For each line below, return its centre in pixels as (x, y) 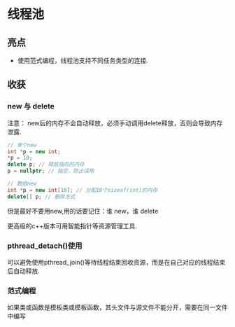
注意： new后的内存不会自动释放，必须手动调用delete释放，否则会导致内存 (115, 123)
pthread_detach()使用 (45, 246)
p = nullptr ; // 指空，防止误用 (51, 171)
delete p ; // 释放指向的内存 (46, 165)
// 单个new (22, 145)
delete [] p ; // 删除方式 (41, 197)
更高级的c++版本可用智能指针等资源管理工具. (72, 225)
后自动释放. (24, 271)
